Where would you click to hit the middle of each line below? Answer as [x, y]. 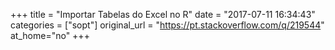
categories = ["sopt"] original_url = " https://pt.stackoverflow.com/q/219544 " [167, 25]
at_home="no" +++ [50, 35]
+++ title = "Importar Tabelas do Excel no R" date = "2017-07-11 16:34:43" [163, 14]
